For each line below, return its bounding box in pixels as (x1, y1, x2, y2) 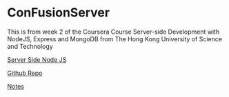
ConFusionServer (7, 5, 110, 21)
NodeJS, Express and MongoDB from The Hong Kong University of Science (7, 34, 223, 43)
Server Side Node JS (7, 55, 67, 63)
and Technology (7, 42, 53, 50)
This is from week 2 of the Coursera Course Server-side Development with (7, 28, 220, 36)
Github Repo (7, 69, 43, 77)
